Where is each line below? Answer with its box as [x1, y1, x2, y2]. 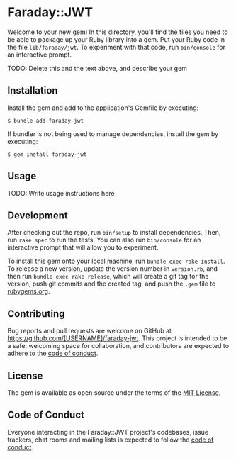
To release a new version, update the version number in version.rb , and [7, 264, 218, 273]
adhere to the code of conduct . [7, 349, 99, 358]
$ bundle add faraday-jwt [7, 117, 84, 124]
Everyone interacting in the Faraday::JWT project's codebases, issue [7, 428, 209, 436]
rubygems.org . [7, 287, 50, 296]
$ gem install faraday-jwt [7, 150, 87, 158]
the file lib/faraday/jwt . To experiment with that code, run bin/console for [7, 43, 225, 51]
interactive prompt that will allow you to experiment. [7, 243, 159, 252]
